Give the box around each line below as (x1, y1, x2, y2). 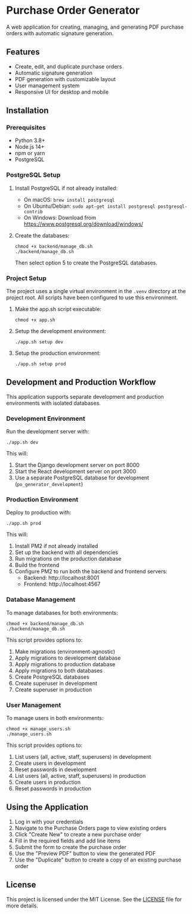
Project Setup (6, 274, 47, 282)
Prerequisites (6, 124, 46, 132)
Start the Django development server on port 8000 (14, 461, 140, 469)
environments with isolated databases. (6, 399, 101, 407)
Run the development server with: (6, 428, 89, 435)
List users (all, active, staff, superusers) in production (14, 773, 146, 780)
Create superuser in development (14, 679, 97, 687)
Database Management (6, 595, 76, 604)
